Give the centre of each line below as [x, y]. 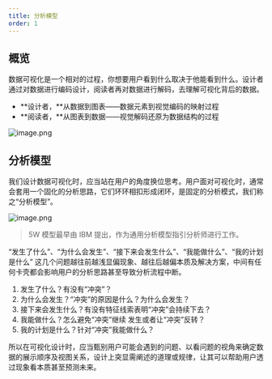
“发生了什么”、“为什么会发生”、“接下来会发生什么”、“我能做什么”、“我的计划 [136, 252]
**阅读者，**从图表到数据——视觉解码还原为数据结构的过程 [119, 117]
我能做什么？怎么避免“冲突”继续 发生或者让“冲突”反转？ [113, 320]
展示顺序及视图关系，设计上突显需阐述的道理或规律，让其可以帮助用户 [139, 357]
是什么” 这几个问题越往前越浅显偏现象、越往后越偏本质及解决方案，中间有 [132, 262]
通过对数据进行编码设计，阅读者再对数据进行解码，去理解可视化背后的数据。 [136, 89]
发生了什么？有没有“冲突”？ [66, 289]
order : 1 [23, 23]
